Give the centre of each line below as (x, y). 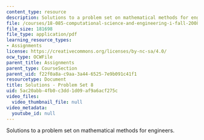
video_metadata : (27, 108)
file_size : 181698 (29, 29)
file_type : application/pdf (42, 35)
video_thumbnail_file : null (47, 102)
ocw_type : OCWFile (29, 57)
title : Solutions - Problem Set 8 (50, 85)
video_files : (23, 96)
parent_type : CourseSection (42, 68)
